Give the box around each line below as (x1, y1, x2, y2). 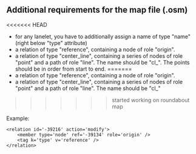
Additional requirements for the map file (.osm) (6, 5, 188, 15)
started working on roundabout (112, 96, 190, 103)
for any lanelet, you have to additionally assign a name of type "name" (15, 33, 191, 40)
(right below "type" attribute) (15, 39, 88, 46)
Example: (6, 114, 30, 122)
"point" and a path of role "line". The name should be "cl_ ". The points (15, 58, 190, 66)
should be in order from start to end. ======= (15, 65, 132, 72)
